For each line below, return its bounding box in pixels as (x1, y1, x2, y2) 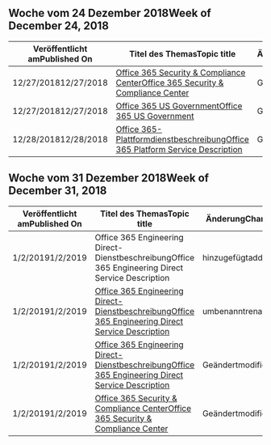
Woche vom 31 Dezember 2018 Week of (8, 172, 210, 185)
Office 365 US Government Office (115, 100, 243, 112)
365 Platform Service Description (115, 143, 244, 155)
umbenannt (202, 305, 246, 316)
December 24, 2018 (8, 19, 109, 33)
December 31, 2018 (8, 184, 107, 197)
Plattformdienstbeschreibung (115, 133, 227, 145)
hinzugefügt (202, 252, 248, 263)
